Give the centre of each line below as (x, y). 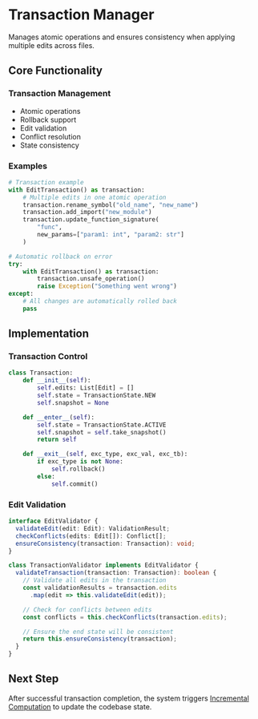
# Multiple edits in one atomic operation (95, 197)
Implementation (49, 334)
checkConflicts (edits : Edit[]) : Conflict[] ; (91, 536)
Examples (28, 166)
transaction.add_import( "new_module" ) (87, 212)
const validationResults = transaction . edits (100, 588)
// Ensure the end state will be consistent (98, 632)
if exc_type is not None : (81, 462)
